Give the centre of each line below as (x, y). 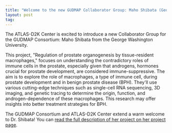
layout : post (19, 15)
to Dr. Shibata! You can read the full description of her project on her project (85, 120)
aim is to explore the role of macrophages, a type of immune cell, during (81, 77)
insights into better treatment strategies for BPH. (56, 104)
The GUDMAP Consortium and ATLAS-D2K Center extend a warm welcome (85, 114)
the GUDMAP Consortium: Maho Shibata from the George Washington (79, 40)
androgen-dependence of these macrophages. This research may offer (81, 99)
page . (12, 125)
